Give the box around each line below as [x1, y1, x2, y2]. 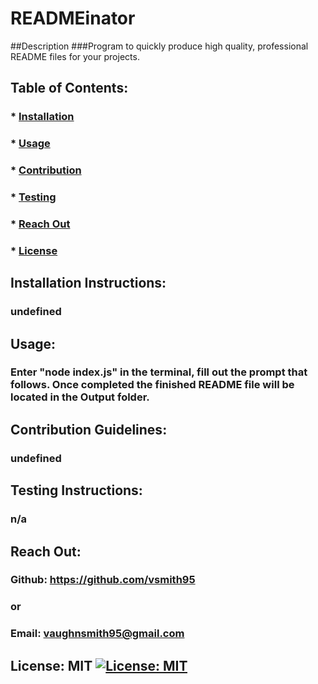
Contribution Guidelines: [10, 421, 168, 438]
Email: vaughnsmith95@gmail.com [10, 627, 185, 641]
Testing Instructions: [10, 482, 143, 499]
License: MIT [10, 657, 93, 674]
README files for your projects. [10, 50, 140, 62]
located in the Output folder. [10, 390, 150, 404]
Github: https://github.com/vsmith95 [10, 573, 196, 587]
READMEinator [10, 7, 136, 30]
